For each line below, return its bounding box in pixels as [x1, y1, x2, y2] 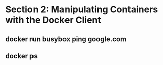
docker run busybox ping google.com [5, 35, 127, 43]
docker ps [5, 52, 38, 60]
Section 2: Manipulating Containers [5, 4, 158, 15]
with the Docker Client [5, 14, 102, 26]
